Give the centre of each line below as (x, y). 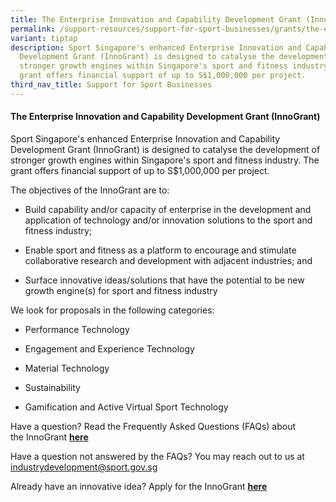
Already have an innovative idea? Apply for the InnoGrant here (139, 486)
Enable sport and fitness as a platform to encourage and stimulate (160, 250)
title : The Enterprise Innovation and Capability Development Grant (156, 19)
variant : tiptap (44, 38)
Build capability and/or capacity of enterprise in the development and (168, 209)
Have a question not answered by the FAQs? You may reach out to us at (157, 456)
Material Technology (67, 368)
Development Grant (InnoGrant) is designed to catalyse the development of (165, 149)
